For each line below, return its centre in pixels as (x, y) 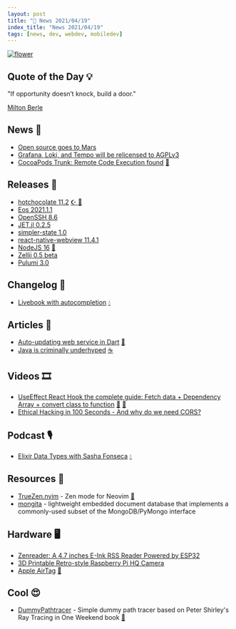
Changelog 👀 (37, 285)
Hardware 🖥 (34, 535)
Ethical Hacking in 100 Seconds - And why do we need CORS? (109, 412)
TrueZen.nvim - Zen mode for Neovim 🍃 (76, 496)
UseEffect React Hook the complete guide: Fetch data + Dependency (119, 397)
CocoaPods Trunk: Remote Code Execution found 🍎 (93, 162)
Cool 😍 (24, 593)
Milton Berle (25, 108)
